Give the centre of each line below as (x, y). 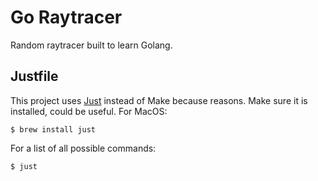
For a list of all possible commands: (83, 148)
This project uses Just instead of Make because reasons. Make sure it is (159, 100)
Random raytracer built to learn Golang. (91, 45)
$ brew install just (53, 129)
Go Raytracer (66, 17)
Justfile (34, 76)
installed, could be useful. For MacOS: (89, 111)
